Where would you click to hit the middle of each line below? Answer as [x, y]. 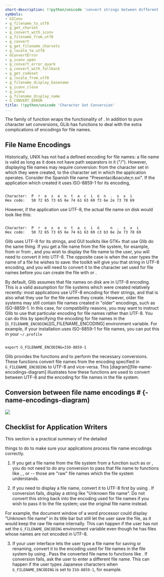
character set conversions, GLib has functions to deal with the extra [73, 124]
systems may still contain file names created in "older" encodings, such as [80, 303]
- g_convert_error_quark [30, 64]
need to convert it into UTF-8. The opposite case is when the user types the [82, 257]
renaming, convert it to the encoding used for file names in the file [79, 549]
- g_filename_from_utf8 [29, 37]
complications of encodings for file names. [48, 130]
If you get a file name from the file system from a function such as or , [82, 463]
